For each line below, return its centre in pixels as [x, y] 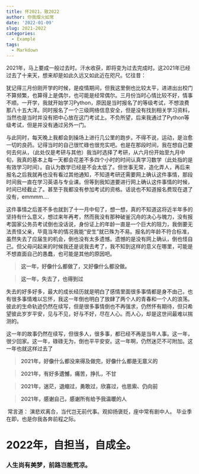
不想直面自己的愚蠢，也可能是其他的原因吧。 [61, 254]
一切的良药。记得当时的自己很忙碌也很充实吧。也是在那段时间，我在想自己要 [99, 145]
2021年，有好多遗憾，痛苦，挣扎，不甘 [68, 373]
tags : [13, 45]
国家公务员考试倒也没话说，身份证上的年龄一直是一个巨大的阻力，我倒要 [99, 224]
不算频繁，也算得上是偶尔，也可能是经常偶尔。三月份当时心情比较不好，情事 [99, 95]
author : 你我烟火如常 [30, 17]
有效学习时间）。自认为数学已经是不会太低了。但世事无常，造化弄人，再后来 [98, 167]
